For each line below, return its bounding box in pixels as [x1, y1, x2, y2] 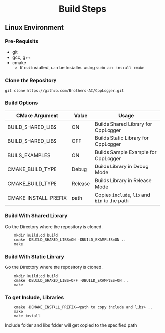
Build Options [5, 100, 38, 106]
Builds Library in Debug [95, 163, 149, 170]
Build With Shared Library [5, 212, 68, 219]
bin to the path [95, 198, 129, 204]
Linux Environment [5, 23, 64, 32]
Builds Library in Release [95, 177, 152, 184]
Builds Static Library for [95, 134, 149, 141]
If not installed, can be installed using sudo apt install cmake [19, 65, 145, 70]
